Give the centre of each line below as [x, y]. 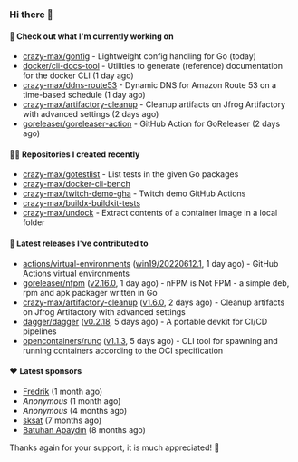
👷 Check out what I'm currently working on [91, 36]
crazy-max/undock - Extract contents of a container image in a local [150, 213]
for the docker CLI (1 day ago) [78, 75]
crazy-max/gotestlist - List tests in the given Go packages [130, 174]
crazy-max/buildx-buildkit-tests [82, 203]
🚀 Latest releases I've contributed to [79, 243]
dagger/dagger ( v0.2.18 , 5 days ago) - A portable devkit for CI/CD [145, 321]
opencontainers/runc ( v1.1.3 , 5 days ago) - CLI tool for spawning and [150, 340]
